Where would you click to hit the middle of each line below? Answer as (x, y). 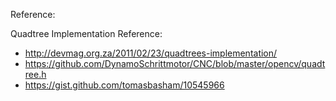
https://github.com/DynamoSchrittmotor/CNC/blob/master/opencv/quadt (175, 63)
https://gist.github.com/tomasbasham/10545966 (124, 85)
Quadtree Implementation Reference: (86, 33)
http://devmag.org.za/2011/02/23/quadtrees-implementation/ (151, 53)
